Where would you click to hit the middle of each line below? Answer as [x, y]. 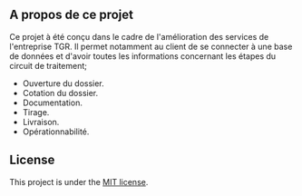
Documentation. [53, 103]
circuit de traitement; [49, 65]
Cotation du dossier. [60, 93]
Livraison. [41, 122]
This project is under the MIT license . [79, 181]
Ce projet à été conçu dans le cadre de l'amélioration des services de [139, 36]
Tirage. [36, 112]
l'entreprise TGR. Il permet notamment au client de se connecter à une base [151, 46]
